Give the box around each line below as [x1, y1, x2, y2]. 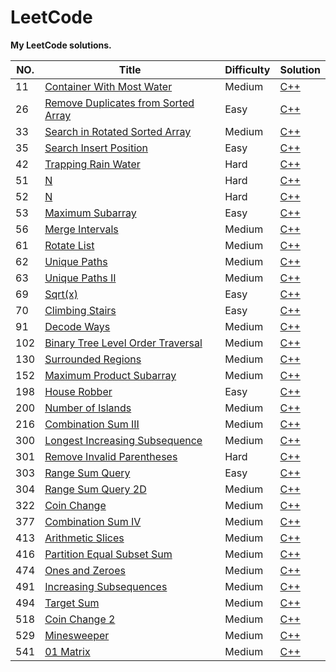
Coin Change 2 [44, 612, 116, 626]
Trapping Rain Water [44, 157, 141, 171]
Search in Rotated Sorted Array [44, 124, 192, 138]
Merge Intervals [44, 222, 119, 236]
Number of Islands [44, 401, 132, 415]
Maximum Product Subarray [44, 368, 177, 382]
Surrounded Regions [44, 352, 142, 366]
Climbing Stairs [44, 303, 117, 317]
